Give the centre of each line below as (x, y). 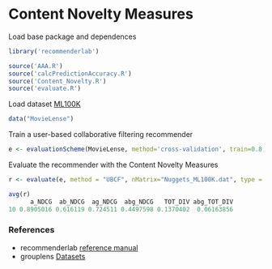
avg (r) (19, 194)
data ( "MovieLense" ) (41, 119)
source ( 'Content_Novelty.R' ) (57, 81)
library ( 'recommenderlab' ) (54, 51)
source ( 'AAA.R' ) (36, 66)
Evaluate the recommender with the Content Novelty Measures (113, 165)
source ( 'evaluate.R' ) (45, 89)
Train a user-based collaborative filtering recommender (101, 134)
